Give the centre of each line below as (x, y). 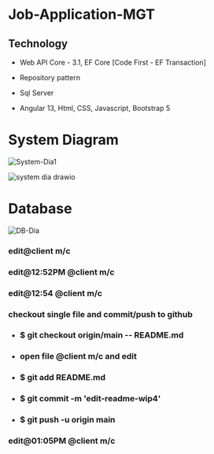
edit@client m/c (39, 251)
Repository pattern (50, 78)
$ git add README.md (63, 378)
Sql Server (37, 93)
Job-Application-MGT (82, 15)
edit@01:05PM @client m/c (62, 441)
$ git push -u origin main (67, 420)
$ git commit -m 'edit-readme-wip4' (90, 399)
